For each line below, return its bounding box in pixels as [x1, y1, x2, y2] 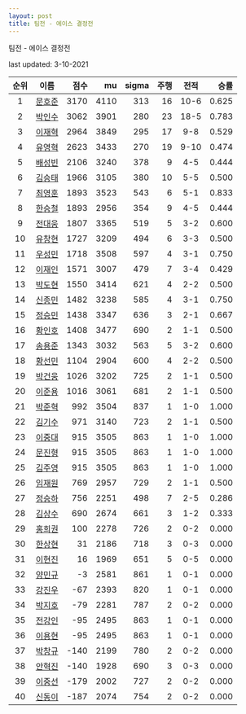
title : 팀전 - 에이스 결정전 [8, 20, 94, 28]
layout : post [8, 11, 53, 20]
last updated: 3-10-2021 [8, 59, 89, 69]
